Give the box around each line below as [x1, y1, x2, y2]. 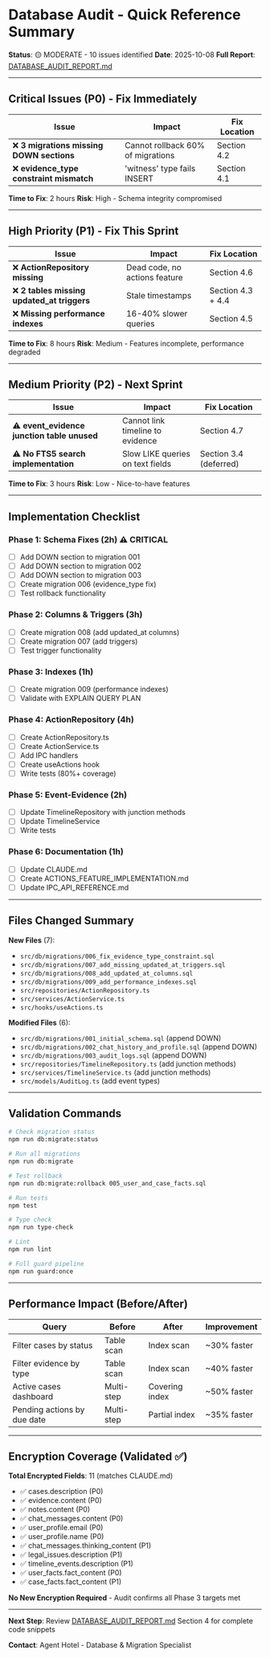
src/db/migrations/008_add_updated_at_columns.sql [19, 969, 194, 977]
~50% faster [205, 1386, 254, 1397]
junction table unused [12, 430, 98, 441]
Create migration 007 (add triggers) [19, 637, 138, 646]
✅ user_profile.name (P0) [19, 1532, 104, 1541]
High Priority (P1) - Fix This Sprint [8, 224, 179, 238]
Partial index [148, 1409, 195, 1420]
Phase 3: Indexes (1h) [8, 665, 94, 677]
